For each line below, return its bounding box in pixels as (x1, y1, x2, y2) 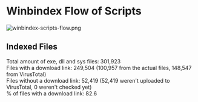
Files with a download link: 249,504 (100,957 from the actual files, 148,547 (6, 64, 192, 71)
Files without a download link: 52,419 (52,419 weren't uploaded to (6, 77, 170, 84)
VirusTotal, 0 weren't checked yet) (6, 83, 92, 91)
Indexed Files (6, 42, 58, 52)
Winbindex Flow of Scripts (6, 4, 142, 18)
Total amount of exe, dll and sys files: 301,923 (6, 57, 121, 65)
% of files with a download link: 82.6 (6, 89, 97, 97)
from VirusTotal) (6, 71, 47, 78)
